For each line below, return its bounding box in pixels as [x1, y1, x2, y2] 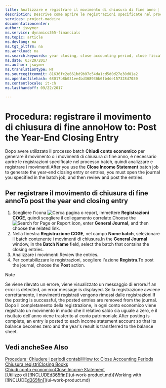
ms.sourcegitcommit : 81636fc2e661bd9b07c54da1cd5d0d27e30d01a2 [5, 72, 138, 77]
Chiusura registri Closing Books [5, 361, 68, 367]
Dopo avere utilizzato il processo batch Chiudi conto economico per [5, 148, 145, 154]
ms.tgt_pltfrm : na [5, 44, 43, 49]
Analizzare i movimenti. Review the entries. [12, 252, 99, 258]
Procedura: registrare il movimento [5, 111, 152, 122]
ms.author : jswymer [5, 62, 45, 67]
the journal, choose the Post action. [12, 262, 85, 268]
